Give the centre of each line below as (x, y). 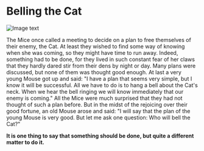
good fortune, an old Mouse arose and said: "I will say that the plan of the (98, 111)
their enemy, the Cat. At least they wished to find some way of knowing (96, 46)
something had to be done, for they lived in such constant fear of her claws (100, 59)
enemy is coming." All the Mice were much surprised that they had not (94, 98)
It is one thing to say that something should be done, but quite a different (100, 136)
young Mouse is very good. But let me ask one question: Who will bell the (98, 118)
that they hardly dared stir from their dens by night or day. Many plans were (101, 66)
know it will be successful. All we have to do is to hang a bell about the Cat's (102, 85)
